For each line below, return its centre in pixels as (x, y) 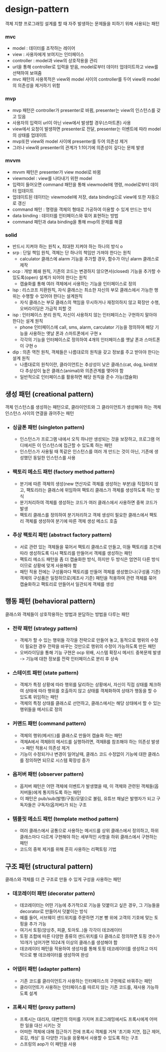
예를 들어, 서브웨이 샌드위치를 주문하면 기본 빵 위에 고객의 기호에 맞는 (86, 918)
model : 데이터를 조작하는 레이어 (44, 48)
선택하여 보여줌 (27, 73)
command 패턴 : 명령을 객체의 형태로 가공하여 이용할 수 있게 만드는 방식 (82, 209)
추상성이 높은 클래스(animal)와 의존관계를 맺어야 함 (74, 371)
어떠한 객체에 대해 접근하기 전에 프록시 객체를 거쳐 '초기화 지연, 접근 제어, (90, 1031)
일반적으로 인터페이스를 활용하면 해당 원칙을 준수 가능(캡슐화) (79, 377)
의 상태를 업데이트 (29, 135)
